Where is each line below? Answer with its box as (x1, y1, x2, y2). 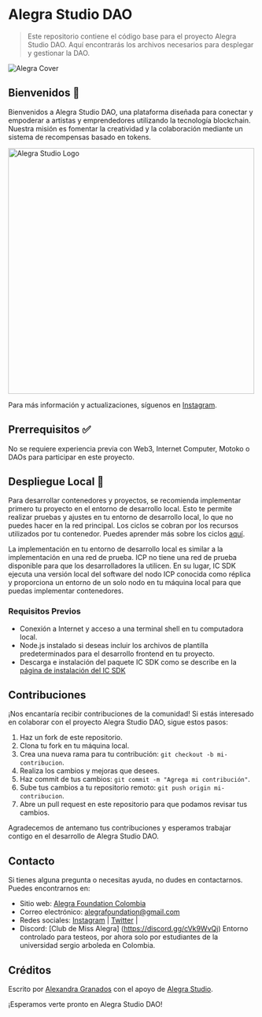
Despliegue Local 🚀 (8, 474, 105, 488)
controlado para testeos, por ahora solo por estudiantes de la (19, 932, 219, 941)
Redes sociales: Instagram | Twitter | (19, 916, 138, 925)
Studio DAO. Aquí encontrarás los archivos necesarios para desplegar (27, 39, 254, 49)
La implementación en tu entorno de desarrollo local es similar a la (8, 544, 223, 554)
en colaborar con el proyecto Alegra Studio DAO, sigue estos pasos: (8, 717, 228, 727)
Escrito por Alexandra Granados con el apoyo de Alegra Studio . (8, 985, 214, 994)
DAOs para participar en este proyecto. (8, 452, 135, 462)
